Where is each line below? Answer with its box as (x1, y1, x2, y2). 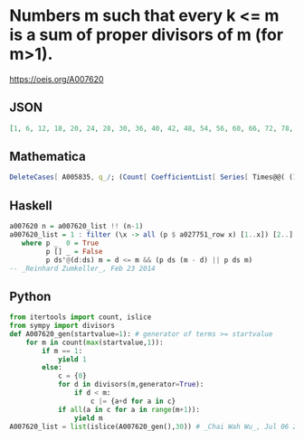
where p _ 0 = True (21, 239, 100, 248)
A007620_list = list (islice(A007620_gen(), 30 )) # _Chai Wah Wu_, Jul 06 (9, 422, 290, 431)
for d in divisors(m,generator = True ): (57, 380, 204, 389)
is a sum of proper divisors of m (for (9, 24, 283, 45)
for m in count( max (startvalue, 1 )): (25, 338, 165, 347)
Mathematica (9, 149, 86, 164)
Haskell (9, 198, 52, 213)
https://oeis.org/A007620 (9, 73, 104, 84)
